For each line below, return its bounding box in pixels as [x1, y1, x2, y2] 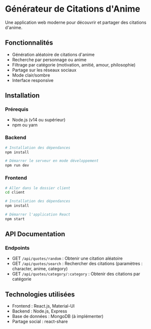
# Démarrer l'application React [5, 212, 70, 217]
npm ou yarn [12, 122, 38, 128]
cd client [5, 190, 25, 195]
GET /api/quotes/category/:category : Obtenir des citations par [12, 271, 140, 277]
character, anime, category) [12, 266, 68, 272]
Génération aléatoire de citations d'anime [12, 51, 95, 57]
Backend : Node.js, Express [12, 308, 67, 314]
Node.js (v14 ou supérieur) [12, 117, 66, 123]
